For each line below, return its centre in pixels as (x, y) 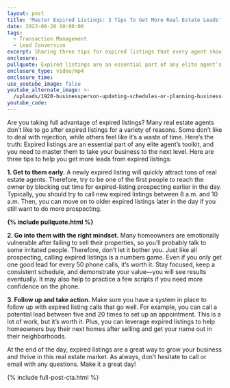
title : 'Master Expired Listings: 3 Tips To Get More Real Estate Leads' (115, 20)
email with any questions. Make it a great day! (72, 364)
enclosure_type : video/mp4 (46, 71)
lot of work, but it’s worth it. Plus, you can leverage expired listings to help (111, 321)
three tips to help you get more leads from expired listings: (90, 159)
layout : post (26, 13)
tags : (15, 33)
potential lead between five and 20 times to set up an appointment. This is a (114, 314)
